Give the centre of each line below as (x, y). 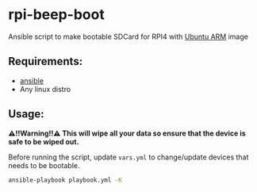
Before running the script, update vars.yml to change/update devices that (128, 157)
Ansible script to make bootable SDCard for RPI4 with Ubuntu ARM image (128, 36)
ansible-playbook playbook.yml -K (65, 180)
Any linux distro (45, 89)
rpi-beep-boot (56, 15)
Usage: (27, 114)
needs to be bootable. (44, 165)
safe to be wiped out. (44, 141)
